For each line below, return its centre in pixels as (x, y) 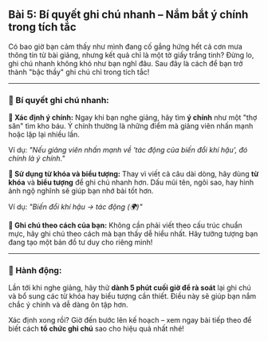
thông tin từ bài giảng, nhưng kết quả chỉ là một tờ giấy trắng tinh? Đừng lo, (131, 55)
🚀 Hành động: (35, 271)
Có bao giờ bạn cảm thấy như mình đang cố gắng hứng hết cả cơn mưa (126, 46)
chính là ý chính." (37, 159)
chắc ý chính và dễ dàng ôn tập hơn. (69, 305)
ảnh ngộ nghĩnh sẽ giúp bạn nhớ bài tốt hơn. (81, 191)
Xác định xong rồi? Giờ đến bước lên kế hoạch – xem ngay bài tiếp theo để (130, 320)
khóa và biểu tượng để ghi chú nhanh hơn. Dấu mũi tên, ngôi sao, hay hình (131, 182)
